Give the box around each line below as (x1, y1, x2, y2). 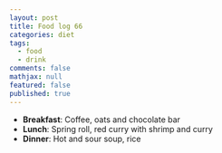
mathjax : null (9, 72, 63, 81)
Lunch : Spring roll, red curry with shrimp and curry (22, 123, 213, 134)
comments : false (9, 64, 71, 73)
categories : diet (9, 30, 75, 39)
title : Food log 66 (9, 22, 83, 31)
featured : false (9, 81, 71, 90)
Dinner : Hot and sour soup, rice (22, 133, 141, 144)
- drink (17, 55, 47, 64)
